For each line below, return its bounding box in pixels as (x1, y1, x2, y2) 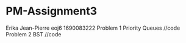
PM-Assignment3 (5, 4, 98, 18)
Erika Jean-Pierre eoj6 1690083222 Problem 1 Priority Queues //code (5, 24, 181, 31)
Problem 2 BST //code (5, 30, 62, 38)
